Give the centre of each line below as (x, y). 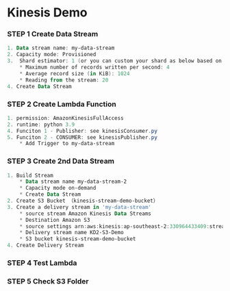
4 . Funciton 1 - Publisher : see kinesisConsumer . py (82, 131)
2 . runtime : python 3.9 (41, 125)
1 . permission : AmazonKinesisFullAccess (66, 118)
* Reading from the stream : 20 (64, 80)
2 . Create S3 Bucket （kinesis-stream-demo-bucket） (83, 201)
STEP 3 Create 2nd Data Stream (61, 161)
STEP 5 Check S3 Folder (48, 281)
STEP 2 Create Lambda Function (62, 104)
